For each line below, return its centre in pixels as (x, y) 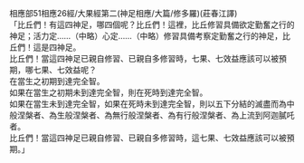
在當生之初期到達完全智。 (57, 81)
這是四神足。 (57, 47)
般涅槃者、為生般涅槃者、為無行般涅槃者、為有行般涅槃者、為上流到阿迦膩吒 (152, 115)
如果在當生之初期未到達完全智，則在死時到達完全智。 (109, 92)
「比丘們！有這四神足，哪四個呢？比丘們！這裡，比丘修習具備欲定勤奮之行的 (152, 24)
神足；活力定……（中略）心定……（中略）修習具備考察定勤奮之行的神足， (146, 36)
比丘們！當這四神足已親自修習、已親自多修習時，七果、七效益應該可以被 (144, 58)
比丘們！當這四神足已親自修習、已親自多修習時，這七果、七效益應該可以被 (148, 138)
